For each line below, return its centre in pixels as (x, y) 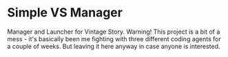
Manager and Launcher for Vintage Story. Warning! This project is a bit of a (114, 32)
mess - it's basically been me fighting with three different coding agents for (114, 38)
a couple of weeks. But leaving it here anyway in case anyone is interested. (114, 46)
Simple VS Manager (65, 13)
